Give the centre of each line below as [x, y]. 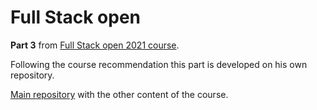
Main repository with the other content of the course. [119, 94]
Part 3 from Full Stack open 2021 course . [95, 45]
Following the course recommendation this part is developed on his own [159, 64]
